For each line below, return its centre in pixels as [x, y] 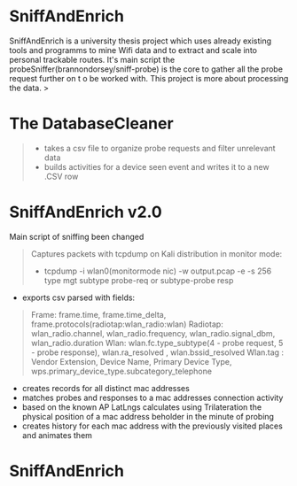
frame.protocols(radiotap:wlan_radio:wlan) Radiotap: [127, 324]
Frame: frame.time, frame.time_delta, [98, 314]
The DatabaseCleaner [92, 123]
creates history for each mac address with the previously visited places [152, 426]
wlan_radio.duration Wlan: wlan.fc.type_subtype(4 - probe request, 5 [157, 343]
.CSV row [61, 176]
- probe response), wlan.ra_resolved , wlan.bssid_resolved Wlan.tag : [157, 352]
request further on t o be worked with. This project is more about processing [149, 78]
